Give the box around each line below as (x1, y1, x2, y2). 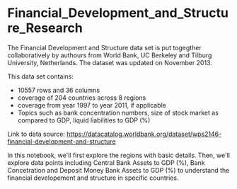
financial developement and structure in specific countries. (7, 173, 179, 182)
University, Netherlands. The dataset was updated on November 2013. (7, 58, 212, 67)
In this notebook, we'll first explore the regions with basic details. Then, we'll (7, 151, 230, 159)
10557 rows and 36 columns (17, 86, 100, 94)
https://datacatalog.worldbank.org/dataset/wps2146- (67, 130, 222, 138)
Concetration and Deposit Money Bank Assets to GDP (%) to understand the (7, 166, 230, 174)
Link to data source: (7, 130, 66, 138)
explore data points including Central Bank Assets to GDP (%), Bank (7, 158, 205, 167)
